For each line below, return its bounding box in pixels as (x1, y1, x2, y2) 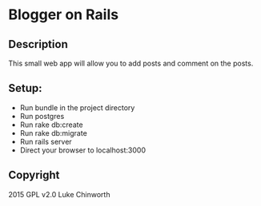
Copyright (8, 168, 60, 182)
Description (8, 38, 68, 51)
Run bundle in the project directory (19, 102, 135, 113)
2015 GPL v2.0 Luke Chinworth (8, 189, 110, 199)
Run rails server (19, 137, 72, 146)
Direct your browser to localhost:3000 (19, 145, 147, 155)
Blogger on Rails (8, 6, 118, 24)
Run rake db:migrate (19, 128, 88, 137)
